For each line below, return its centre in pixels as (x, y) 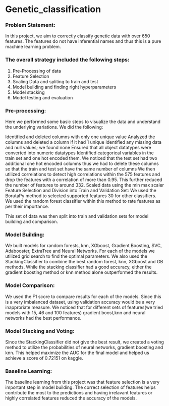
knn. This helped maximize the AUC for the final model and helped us (77, 353)
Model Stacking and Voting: (40, 331)
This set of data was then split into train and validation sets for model (77, 216)
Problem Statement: (30, 25)
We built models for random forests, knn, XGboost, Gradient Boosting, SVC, (84, 246)
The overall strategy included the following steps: (67, 60)
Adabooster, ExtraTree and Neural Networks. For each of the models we (80, 251)
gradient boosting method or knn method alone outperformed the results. (81, 272)
